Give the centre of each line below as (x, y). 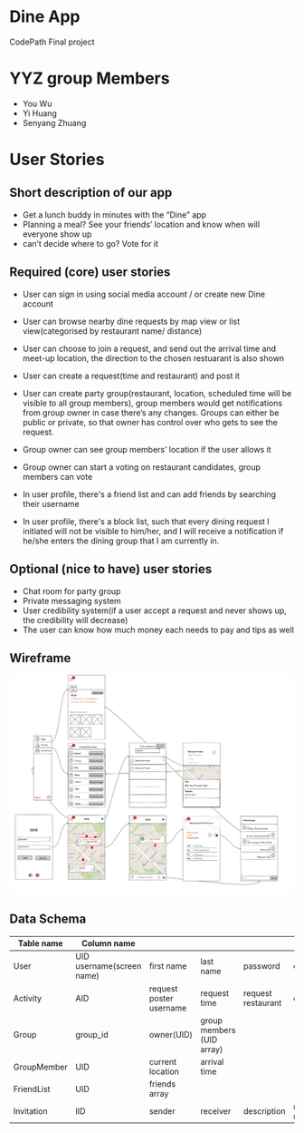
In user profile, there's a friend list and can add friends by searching (149, 494)
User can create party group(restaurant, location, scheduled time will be (157, 393)
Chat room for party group (71, 591)
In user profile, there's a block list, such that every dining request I (146, 521)
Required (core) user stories (90, 273)
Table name (40, 943)
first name (168, 966)
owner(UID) (171, 1035)
